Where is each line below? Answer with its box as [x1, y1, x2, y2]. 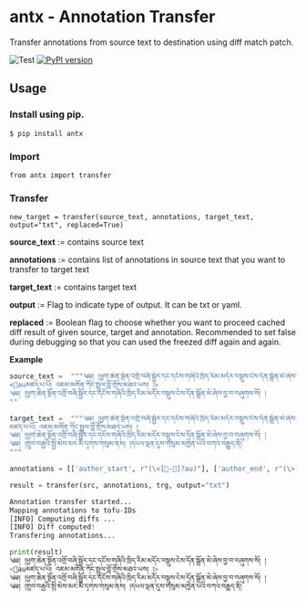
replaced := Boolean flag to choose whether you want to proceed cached [9, 317, 286, 328]
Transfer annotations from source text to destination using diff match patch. [9, 37, 294, 47]
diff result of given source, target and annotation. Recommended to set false [9, 327, 296, 338]
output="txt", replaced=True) [9, 221, 125, 230]
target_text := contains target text [9, 281, 138, 293]
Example [9, 354, 44, 365]
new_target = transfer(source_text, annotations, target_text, [9, 213, 255, 222]
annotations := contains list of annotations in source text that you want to [9, 254, 286, 266]
